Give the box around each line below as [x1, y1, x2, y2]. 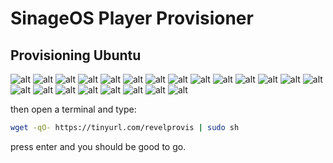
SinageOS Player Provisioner [10, 7, 254, 30]
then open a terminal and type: [10, 103, 137, 115]
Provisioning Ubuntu [10, 47, 142, 64]
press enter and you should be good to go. [10, 140, 187, 152]
